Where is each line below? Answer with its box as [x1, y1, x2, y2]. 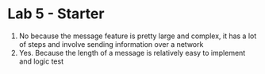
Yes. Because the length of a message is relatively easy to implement [18, 48, 246, 57]
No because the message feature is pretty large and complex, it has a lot [18, 31, 257, 41]
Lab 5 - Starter [7, 5, 105, 23]
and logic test [18, 56, 64, 66]
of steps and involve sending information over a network [18, 39, 204, 49]
